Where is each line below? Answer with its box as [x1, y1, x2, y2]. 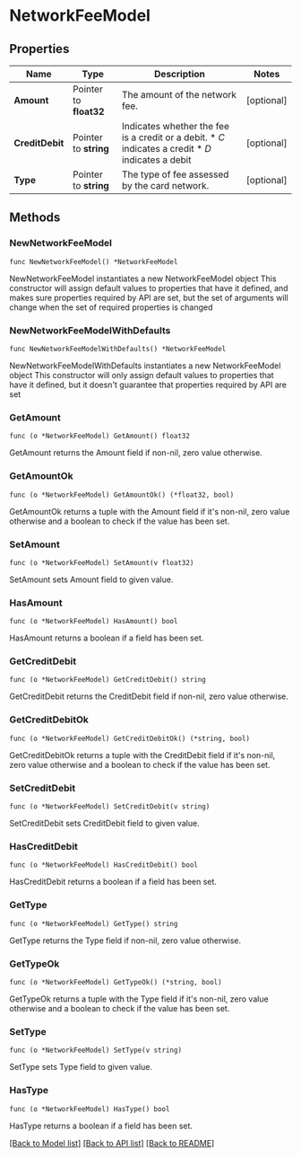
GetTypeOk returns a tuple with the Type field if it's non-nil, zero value [9, 994, 269, 1004]
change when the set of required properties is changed [9, 302, 213, 313]
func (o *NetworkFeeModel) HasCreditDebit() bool [9, 861, 199, 870]
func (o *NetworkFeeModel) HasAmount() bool [9, 617, 178, 626]
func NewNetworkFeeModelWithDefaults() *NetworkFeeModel [9, 344, 227, 353]
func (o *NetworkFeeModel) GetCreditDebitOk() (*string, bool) [9, 734, 251, 743]
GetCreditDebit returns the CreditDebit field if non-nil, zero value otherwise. [9, 691, 288, 702]
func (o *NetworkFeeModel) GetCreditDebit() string [9, 676, 206, 684]
